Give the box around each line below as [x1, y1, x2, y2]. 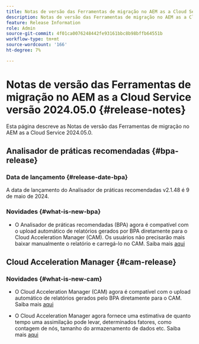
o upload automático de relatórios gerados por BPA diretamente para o [14, 227, 188, 234]
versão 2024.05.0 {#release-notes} [6, 103, 187, 116]
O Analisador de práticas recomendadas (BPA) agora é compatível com [14, 221, 189, 228]
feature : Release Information [6, 20, 81, 25]
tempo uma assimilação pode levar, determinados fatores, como [14, 319, 172, 326]
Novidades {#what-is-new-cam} [6, 275, 102, 283]
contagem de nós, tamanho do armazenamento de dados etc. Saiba [14, 325, 181, 332]
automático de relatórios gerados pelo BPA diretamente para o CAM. [14, 294, 182, 302]
